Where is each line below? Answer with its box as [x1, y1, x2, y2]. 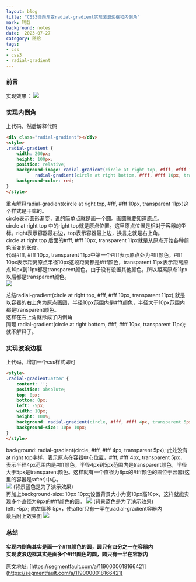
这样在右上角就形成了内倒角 [6, 314, 73, 321]
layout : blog [6, 8, 38, 15]
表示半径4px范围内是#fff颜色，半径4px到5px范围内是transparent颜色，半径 [6, 462, 187, 469]
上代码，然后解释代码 [6, 123, 57, 130]
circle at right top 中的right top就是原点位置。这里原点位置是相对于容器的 [6, 222, 181, 229]
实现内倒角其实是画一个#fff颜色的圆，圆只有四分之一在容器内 [6, 543, 153, 550]
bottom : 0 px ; [16, 397, 48, 404]
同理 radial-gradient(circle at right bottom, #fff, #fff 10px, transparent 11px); [6, 321, 186, 328]
